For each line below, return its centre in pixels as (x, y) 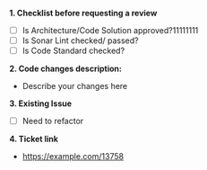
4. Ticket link (34, 139)
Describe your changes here (75, 86)
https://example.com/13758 (73, 157)
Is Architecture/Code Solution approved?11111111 (110, 30)
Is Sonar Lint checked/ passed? (80, 40)
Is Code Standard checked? (73, 51)
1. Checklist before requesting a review (83, 13)
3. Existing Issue (41, 103)
